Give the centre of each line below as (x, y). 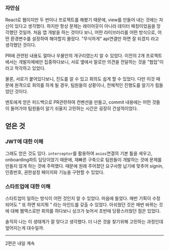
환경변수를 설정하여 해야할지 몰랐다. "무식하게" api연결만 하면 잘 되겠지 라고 (85, 39)
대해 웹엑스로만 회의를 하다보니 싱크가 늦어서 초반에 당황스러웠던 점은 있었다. (86, 211)
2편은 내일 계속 (20, 243)
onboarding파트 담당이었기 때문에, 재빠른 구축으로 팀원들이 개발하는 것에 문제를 (83, 159)
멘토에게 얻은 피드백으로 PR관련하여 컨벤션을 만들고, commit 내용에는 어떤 (78, 102)
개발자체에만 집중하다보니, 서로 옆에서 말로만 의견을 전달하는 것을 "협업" (89, 62)
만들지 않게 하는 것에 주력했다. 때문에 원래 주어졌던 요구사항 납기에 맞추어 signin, (84, 166)
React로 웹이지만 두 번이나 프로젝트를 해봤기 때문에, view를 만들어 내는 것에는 (82, 20)
